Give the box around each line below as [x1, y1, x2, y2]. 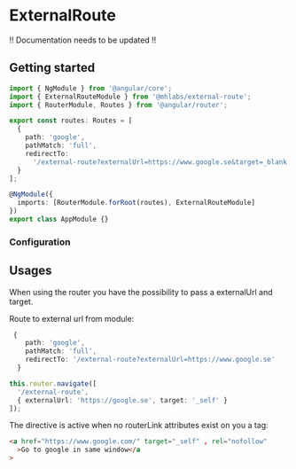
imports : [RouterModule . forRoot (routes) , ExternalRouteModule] [17, 199, 255, 207]
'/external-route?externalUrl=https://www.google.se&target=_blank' [32, 157, 292, 167]
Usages [9, 263, 52, 278]
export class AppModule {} [9, 215, 109, 223]
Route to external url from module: [9, 313, 135, 324]
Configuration [9, 236, 71, 248]
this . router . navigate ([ [9, 379, 97, 388]
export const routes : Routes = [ [9, 116, 133, 125]
